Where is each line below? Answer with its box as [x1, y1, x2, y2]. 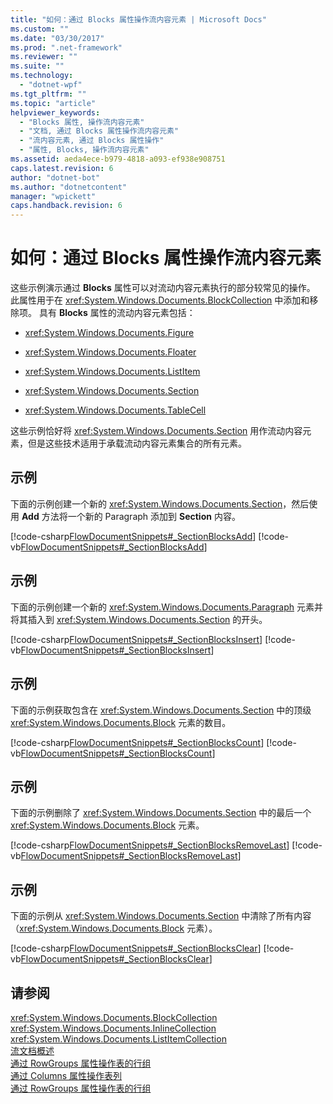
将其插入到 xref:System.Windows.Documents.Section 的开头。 [10, 613, 268, 625]
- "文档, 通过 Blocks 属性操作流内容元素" [19, 126, 180, 136]
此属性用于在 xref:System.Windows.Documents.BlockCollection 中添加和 [10, 294, 310, 306]
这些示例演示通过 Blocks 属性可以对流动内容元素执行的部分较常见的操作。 [10, 282, 316, 294]
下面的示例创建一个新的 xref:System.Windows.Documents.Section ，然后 [10, 497, 310, 510]
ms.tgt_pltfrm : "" [10, 89, 87, 99]
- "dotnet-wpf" [19, 80, 83, 90]
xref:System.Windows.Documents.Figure [24, 327, 195, 339]
